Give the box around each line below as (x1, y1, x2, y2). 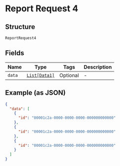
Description (83, 64, 112, 70)
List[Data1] (26, 72, 55, 78)
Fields (5, 49, 25, 57)
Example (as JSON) (5, 89, 66, 97)
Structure (5, 23, 36, 31)
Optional (59, 72, 79, 79)
